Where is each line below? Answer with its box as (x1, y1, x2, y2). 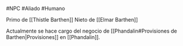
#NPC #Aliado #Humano (6, 5, 65, 12)
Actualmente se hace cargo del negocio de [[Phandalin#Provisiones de (6, 27, 177, 34)
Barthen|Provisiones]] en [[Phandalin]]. (6, 34, 101, 40)
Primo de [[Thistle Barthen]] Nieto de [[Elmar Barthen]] (6, 16, 139, 23)
